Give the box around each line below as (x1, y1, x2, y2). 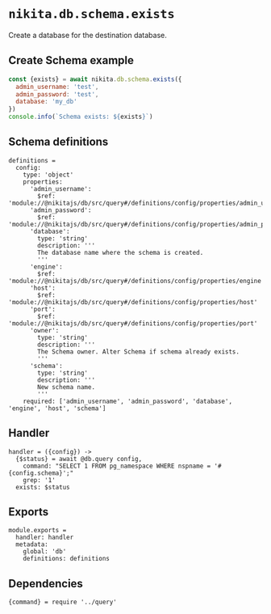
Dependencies (8, 577, 83, 591)
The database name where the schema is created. (37, 248, 204, 256)
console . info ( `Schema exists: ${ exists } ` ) (8, 112, 153, 121)
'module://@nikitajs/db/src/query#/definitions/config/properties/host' (8, 298, 258, 306)
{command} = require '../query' (8, 598, 117, 607)
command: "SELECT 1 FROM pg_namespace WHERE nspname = (23, 462, 211, 470)
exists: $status (15, 483, 70, 491)
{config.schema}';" (8, 468, 74, 477)
